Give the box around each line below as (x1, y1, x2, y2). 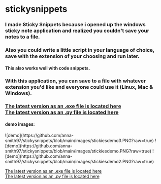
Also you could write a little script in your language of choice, (5, 47, 155, 54)
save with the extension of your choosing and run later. (5, 53, 140, 60)
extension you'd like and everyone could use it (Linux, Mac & (5, 83, 153, 90)
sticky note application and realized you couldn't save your (5, 27, 149, 34)
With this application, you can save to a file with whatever (5, 77, 146, 84)
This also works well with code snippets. (5, 65, 90, 71)
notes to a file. (5, 34, 40, 40)
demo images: (5, 121, 35, 127)
